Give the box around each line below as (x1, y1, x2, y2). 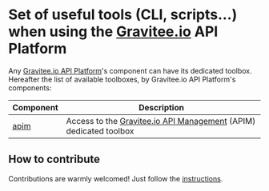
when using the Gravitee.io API (8, 22, 219, 41)
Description (139, 101, 184, 113)
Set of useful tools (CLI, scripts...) (8, 6, 238, 24)
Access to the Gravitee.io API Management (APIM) (66, 115, 256, 126)
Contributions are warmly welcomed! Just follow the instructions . (8, 173, 223, 183)
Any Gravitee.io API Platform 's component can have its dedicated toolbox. (8, 66, 252, 75)
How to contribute (8, 153, 101, 166)
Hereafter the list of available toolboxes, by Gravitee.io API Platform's (8, 74, 236, 84)
